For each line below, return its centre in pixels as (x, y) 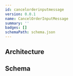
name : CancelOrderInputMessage (37, 19)
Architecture (25, 52)
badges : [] (16, 28)
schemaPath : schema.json (30, 32)
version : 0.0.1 (20, 14)
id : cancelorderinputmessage (35, 9)
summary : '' (17, 23)
